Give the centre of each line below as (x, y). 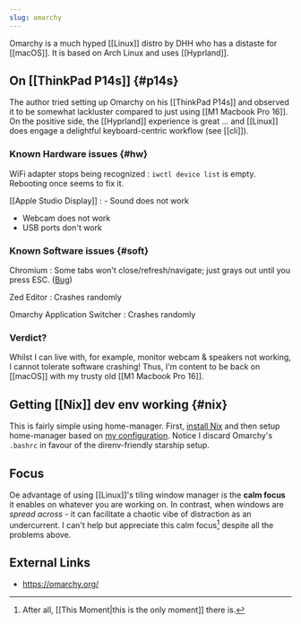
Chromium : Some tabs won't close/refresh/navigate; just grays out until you (150, 271)
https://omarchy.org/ (60, 585)
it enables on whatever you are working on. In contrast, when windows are (147, 504)
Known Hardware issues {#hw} (79, 154)
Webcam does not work (66, 218)
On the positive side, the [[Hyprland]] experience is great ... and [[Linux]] (144, 121)
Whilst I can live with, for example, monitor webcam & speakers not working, (150, 357)
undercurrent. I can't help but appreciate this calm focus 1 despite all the (142, 524)
